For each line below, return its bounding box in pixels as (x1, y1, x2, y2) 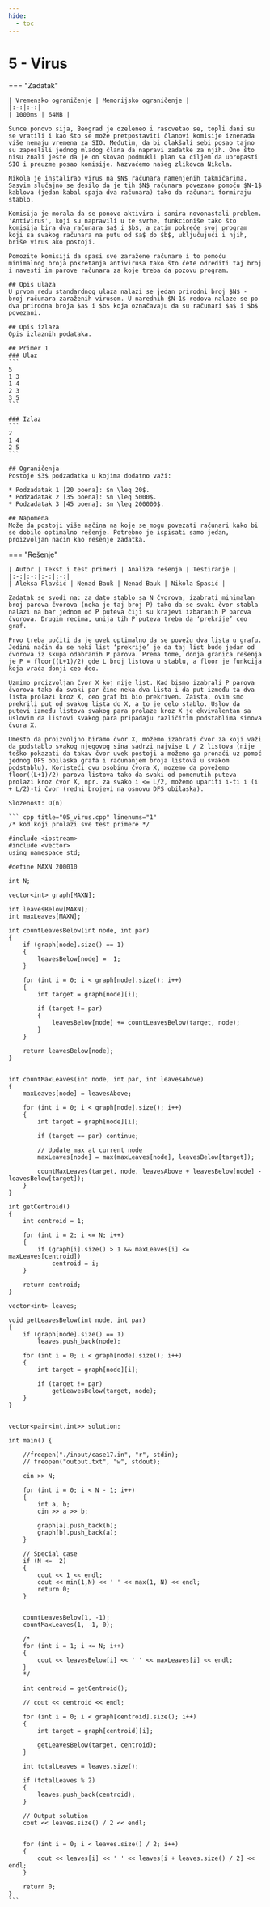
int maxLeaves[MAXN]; (8, 912, 82, 921)
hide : (8, 11, 27, 20)
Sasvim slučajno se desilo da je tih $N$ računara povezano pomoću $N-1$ (8, 181, 263, 190)
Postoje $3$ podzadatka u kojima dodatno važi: (8, 472, 172, 480)
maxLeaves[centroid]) (8, 1252, 82, 1261)
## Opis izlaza (8, 323, 60, 332)
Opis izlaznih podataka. (8, 330, 92, 338)
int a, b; (37, 1501, 70, 1509)
